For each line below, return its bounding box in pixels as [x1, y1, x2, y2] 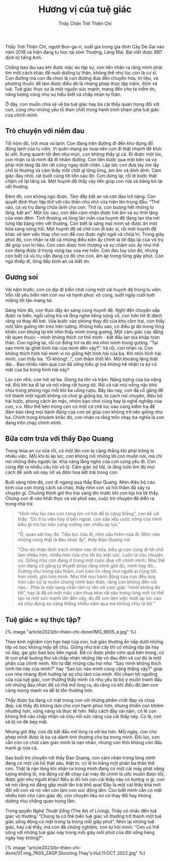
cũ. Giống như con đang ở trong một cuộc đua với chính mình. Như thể [17, 557, 165, 563]
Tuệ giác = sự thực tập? [5, 615, 81, 624]
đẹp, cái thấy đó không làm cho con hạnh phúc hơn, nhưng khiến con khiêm [5, 703, 164, 709]
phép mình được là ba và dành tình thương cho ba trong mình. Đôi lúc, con [5, 734, 160, 740]
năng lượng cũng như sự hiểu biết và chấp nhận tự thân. [5, 91, 122, 97]
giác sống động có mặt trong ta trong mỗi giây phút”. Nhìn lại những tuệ [5, 819, 155, 825]
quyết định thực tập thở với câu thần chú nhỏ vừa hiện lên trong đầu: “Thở [5, 198, 159, 204]
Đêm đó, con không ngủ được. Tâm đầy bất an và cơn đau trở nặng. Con [5, 193, 156, 199]
